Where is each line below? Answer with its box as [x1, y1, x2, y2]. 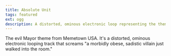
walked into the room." [5, 46, 52, 52]
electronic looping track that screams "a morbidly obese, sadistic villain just [5, 41, 164, 47]
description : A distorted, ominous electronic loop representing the [5, 21, 156, 27]
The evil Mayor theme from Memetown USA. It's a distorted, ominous [5, 35, 151, 41]
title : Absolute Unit [5, 7, 51, 13]
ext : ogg [5, 17, 24, 22]
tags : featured [5, 12, 38, 17]
